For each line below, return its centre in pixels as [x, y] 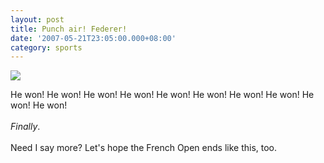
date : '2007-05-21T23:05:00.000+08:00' [93, 38]
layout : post [37, 19]
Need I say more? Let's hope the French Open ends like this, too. [144, 148]
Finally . [25, 127]
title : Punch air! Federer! [69, 29]
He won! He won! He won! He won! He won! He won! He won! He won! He [162, 95]
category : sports [46, 47]
